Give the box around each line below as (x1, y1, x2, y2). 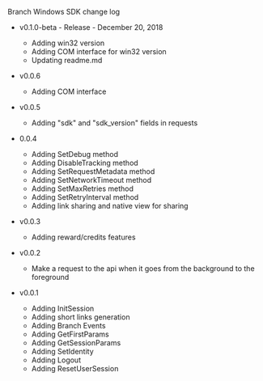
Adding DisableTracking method (31, 158, 138, 167)
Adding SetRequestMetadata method (31, 167, 155, 176)
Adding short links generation (31, 312, 130, 322)
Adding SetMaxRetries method (31, 184, 134, 193)
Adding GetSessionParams (31, 338, 121, 347)
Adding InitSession (31, 303, 95, 313)
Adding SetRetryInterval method (31, 193, 139, 201)
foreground (31, 273, 70, 282)
